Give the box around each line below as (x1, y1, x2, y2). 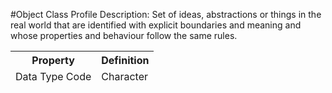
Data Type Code (15, 70, 92, 83)
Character (101, 70, 148, 83)
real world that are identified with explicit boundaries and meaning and (10, 19, 302, 31)
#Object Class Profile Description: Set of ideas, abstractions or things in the (10, 9, 322, 20)
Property (31, 54, 75, 67)
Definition (101, 54, 150, 67)
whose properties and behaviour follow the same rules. (10, 30, 238, 41)
